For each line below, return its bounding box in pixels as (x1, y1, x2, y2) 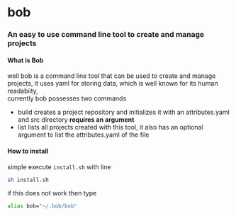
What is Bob (7, 56, 44, 64)
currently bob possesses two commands (7, 94, 127, 103)
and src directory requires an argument (17, 115, 135, 124)
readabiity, (7, 86, 39, 96)
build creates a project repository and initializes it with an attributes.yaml (17, 108, 230, 117)
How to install (7, 147, 49, 155)
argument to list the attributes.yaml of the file (17, 130, 150, 139)
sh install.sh (7, 176, 50, 183)
